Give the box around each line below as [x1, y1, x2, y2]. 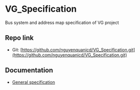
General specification [12, 79, 55, 85]
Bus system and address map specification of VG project [5, 20, 119, 25]
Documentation [5, 66, 53, 74]
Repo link [5, 34, 34, 42]
